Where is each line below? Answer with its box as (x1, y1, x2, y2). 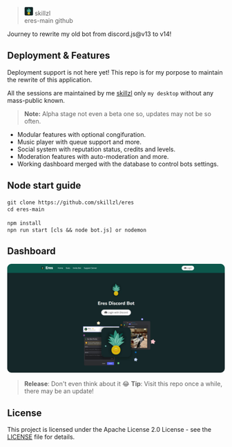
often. (23, 117, 41, 125)
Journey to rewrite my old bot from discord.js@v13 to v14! (7, 30, 172, 38)
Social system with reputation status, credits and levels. (17, 145, 176, 153)
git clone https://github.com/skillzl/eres (7, 199, 135, 206)
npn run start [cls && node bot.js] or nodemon (7, 227, 147, 234)
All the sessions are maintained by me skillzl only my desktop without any (7, 88, 214, 97)
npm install (7, 220, 41, 227)
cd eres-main (7, 206, 45, 213)
